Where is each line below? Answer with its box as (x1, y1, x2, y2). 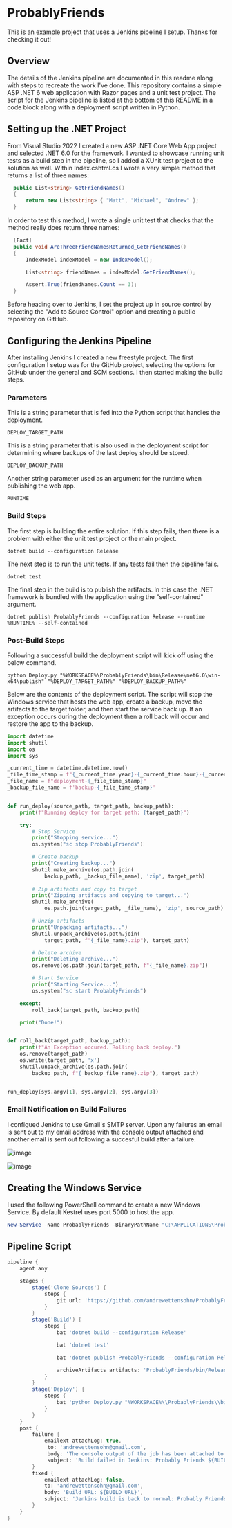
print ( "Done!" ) (19, 1019, 64, 1026)
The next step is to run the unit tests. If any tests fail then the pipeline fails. (7, 560, 219, 568)
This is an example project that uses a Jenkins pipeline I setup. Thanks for (7, 28, 218, 36)
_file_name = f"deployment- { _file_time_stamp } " (7, 778, 147, 785)
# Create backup (32, 853, 79, 860)
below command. (7, 658, 57, 666)
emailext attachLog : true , (43, 1437, 122, 1445)
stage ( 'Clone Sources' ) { (32, 1283, 107, 1291)
